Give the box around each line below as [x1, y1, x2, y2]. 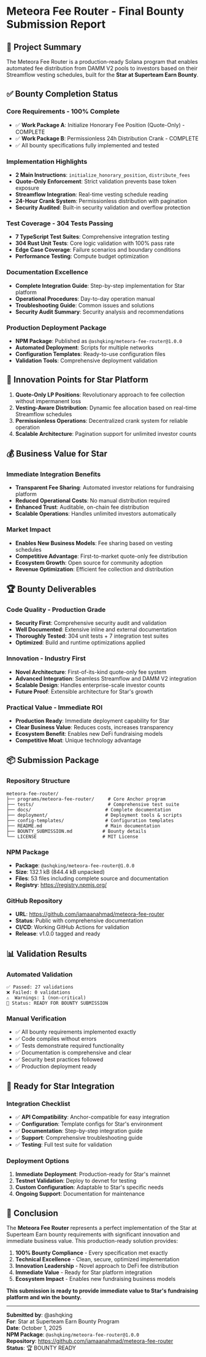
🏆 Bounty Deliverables [6, 584, 97, 595]
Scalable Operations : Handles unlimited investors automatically [15, 510, 177, 517]
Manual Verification [6, 1014, 67, 1023]
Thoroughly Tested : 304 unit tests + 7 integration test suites [15, 632, 169, 640]
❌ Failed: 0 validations [6, 989, 71, 996]
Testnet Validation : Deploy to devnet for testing [15, 1177, 137, 1185]
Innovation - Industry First [6, 654, 86, 663]
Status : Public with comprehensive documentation [15, 917, 143, 924]
